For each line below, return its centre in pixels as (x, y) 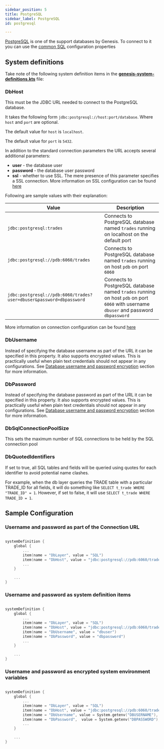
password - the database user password (53, 171)
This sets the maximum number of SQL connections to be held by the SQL (80, 439)
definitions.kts (20, 79)
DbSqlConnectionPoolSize (37, 428)
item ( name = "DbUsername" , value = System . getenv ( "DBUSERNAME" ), (91, 715)
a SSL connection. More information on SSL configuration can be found (84, 181)
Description (130, 208)
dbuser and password (129, 310)
